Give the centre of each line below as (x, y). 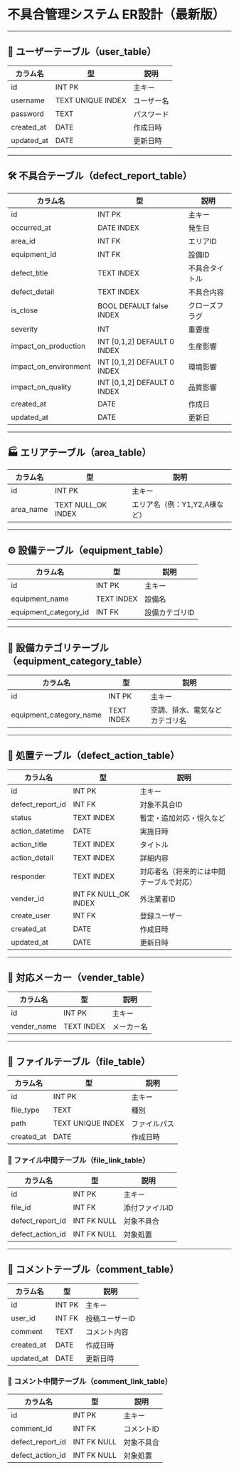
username (28, 100)
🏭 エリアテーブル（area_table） (79, 452)
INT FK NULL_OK (101, 894)
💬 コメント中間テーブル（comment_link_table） (90, 1382)
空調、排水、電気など (186, 710)
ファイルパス (153, 1124)
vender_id (28, 898)
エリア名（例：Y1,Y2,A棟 (174, 505)
